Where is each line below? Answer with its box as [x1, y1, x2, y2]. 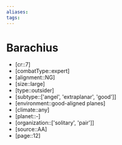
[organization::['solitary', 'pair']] [15, 119, 95, 127]
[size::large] [15, 80, 46, 88]
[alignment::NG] [15, 74, 55, 81]
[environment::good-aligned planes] [15, 100, 106, 107]
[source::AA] [15, 126, 47, 133]
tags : [6, 15, 20, 21]
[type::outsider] [15, 87, 55, 94]
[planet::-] [15, 113, 41, 120]
